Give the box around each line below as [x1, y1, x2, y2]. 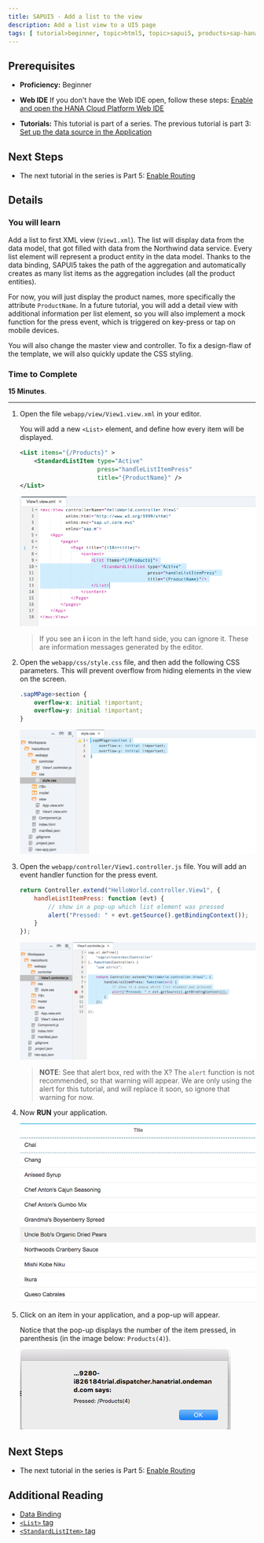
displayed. [19, 432, 53, 442]
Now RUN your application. [19, 1108, 108, 1117]
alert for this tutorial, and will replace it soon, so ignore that [38, 1084, 230, 1094]
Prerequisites [8, 59, 75, 72]
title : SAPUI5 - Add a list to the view [8, 13, 143, 20]
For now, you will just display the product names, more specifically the [8, 291, 236, 302]
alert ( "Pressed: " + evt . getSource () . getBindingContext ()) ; [48, 911, 249, 919]
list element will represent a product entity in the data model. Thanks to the [8, 251, 251, 261]
